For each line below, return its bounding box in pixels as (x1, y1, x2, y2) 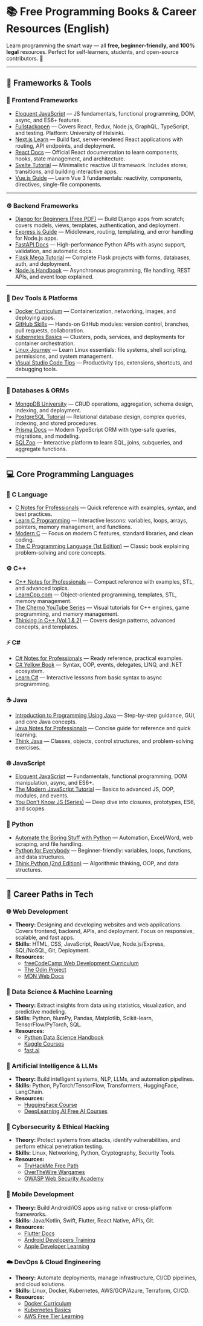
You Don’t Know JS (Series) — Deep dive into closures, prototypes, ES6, (14, 799, 195, 806)
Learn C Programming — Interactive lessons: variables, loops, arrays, (14, 517, 188, 524)
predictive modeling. (14, 1008, 66, 1015)
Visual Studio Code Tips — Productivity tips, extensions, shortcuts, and (14, 359, 193, 366)
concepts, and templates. (14, 623, 79, 630)
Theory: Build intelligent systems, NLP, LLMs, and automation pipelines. (14, 1075, 195, 1083)
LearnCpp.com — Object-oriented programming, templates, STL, (14, 591, 177, 598)
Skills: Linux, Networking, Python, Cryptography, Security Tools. (14, 1149, 176, 1156)
